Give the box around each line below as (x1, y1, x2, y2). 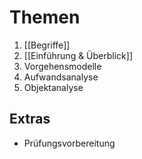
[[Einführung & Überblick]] (23, 49, 134, 61)
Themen (9, 6, 81, 29)
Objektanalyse (23, 81, 84, 93)
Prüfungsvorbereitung (23, 137, 116, 149)
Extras (9, 111, 51, 128)
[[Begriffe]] (23, 39, 71, 51)
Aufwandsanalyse (23, 71, 99, 83)
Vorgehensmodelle (23, 60, 102, 72)
